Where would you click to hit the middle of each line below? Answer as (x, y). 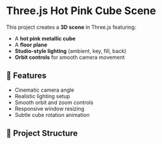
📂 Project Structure (42, 133)
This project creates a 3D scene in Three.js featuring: (71, 27)
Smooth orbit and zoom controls (54, 102)
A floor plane (31, 45)
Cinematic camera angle (44, 90)
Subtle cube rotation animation (52, 115)
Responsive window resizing (49, 108)
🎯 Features (26, 76)
